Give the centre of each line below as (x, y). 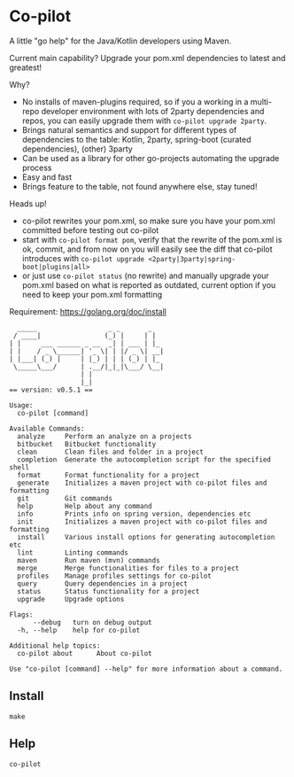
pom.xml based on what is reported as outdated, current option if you (149, 284)
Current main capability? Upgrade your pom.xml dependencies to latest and (147, 58)
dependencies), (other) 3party (77, 149)
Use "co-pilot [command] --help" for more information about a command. (146, 669)
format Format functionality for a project (108, 475)
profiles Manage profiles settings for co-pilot (115, 576)
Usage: (21, 405)
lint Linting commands (73, 552)
